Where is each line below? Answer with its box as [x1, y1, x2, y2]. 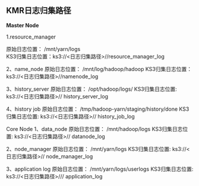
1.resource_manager [6, 33, 56, 40]
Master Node [6, 21, 39, 28]
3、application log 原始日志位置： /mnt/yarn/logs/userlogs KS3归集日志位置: [6, 165, 194, 172]
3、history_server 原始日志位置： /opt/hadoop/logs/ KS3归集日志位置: [6, 85, 177, 92]
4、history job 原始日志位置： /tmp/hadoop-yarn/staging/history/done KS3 [6, 105, 189, 113]
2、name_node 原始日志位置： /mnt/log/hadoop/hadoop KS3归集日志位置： [6, 65, 192, 72]
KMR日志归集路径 [6, 5, 71, 16]
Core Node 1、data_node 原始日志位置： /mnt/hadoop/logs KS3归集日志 [6, 125, 183, 132]
